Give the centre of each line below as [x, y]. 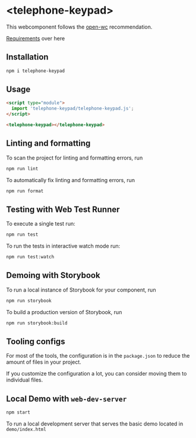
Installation [27, 57]
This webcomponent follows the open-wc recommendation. [79, 27]
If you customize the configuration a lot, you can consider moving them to [97, 374]
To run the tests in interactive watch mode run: [63, 246]
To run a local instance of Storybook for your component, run [81, 290]
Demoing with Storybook [53, 275]
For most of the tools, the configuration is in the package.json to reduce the [98, 356]
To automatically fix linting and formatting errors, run [71, 180]
